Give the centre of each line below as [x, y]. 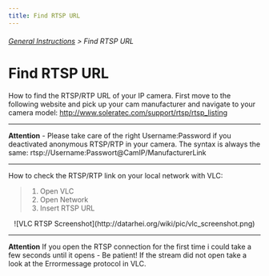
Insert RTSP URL [67, 208]
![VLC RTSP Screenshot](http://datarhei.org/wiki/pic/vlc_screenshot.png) [134, 224]
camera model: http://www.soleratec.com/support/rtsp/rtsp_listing [118, 113]
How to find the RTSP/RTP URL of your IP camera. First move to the [120, 96]
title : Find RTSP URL [44, 16]
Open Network [64, 200]
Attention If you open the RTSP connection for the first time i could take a [130, 247]
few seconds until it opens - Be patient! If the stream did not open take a [127, 255]
